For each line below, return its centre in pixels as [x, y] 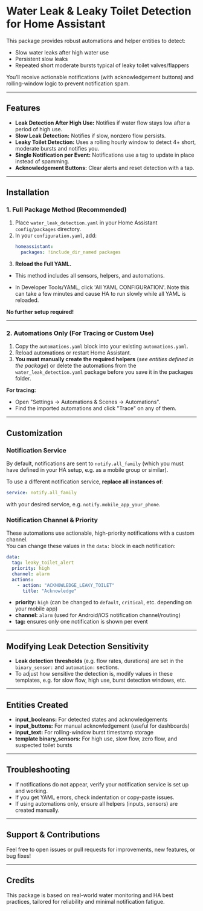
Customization [35, 433]
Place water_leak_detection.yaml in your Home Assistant [86, 223]
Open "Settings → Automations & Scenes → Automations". [88, 402]
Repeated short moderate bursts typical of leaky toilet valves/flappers [102, 65]
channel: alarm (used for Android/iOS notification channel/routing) [98, 615]
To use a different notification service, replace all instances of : [85, 482]
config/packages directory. [48, 229]
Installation [28, 193]
